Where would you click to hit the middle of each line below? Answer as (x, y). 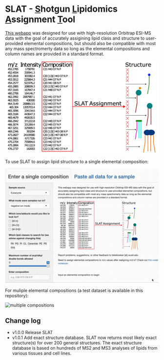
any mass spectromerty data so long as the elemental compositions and (77, 48)
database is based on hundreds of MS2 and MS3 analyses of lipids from (85, 348)
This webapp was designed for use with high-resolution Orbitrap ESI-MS (78, 33)
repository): (17, 296)
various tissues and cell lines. (42, 353)
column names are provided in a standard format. (55, 54)
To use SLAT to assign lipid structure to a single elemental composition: (77, 162)
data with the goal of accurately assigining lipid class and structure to (75, 38)
